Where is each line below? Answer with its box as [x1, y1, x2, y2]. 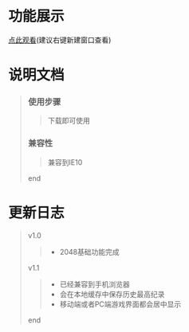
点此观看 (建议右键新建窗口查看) [8, 35, 112, 45]
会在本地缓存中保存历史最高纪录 [59, 289, 165, 299]
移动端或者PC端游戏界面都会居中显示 [59, 299, 182, 309]
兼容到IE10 [47, 157, 83, 167]
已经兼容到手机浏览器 [59, 279, 130, 289]
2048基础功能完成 [59, 247, 120, 256]
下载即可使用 [47, 116, 90, 126]
